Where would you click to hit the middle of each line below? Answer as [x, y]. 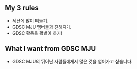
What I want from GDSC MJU [51, 49]
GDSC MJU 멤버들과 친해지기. [42, 27]
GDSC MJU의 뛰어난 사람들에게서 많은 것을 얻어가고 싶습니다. [72, 61]
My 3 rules [22, 8]
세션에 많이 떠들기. [30, 20]
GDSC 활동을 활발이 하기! [37, 33]
